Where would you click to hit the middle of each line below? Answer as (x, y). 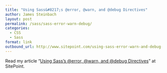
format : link (19, 42)
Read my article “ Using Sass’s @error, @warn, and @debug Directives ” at (81, 61)
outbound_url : (20, 47)
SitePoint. (15, 66)
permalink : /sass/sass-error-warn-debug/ (49, 24)
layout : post (19, 19)
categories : (17, 28)
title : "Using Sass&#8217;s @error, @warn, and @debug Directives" (77, 10)
